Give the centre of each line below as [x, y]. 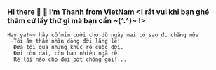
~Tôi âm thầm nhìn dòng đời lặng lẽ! [65, 41]
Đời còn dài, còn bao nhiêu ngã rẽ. [67, 54]
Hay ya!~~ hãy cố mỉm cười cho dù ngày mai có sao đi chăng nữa [103, 35]
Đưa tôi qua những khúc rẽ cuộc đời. [69, 48]
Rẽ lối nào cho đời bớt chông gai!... [70, 59]
